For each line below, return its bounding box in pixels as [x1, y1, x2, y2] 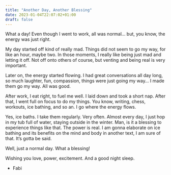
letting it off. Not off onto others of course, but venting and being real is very [5, 57, 165, 63]
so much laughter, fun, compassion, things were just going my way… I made [5, 78, 164, 84]
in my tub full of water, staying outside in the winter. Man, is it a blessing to [5, 119, 162, 126]
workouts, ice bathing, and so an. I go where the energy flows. [5, 104, 136, 110]
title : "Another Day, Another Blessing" [5, 7, 93, 13]
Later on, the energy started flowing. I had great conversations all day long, [5, 72, 163, 79]
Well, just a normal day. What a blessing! [5, 145, 90, 152]
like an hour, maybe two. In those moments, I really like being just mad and [5, 52, 162, 58]
